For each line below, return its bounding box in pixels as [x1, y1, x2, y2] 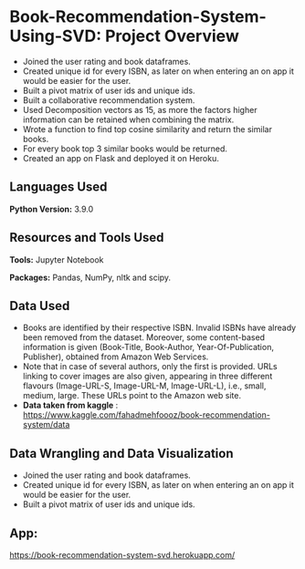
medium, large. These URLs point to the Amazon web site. [22, 390, 242, 401]
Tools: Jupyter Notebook [9, 253, 104, 265]
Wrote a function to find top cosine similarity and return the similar [22, 123, 272, 134]
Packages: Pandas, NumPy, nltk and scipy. [9, 272, 172, 283]
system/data [22, 419, 70, 430]
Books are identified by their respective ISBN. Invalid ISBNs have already [22, 322, 297, 334]
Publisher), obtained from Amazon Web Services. [22, 351, 209, 362]
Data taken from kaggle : [22, 399, 119, 411]
